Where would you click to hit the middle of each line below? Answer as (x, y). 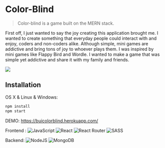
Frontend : (16, 130)
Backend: (15, 140)
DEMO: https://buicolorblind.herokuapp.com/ (52, 121)
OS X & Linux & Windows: (32, 97)
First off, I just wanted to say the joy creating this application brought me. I (82, 33)
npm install (18, 106)
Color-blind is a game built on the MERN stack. (66, 23)
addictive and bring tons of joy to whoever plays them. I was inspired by (79, 49)
